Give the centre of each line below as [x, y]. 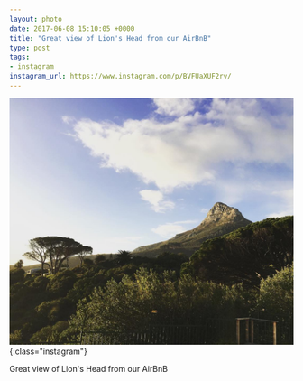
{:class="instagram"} [48, 351]
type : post [30, 48]
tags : [19, 57]
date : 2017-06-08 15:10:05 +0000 [72, 28]
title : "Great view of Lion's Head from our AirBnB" [110, 38]
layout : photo [36, 19]
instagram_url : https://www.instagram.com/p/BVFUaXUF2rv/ [120, 77]
